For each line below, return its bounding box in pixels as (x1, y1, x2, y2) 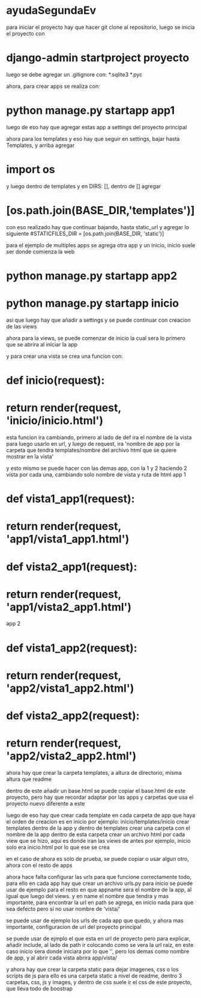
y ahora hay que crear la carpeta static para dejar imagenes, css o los (6, 966, 179, 973)
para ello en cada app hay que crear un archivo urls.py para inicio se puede (6, 879, 193, 887)
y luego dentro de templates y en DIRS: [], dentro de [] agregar (6, 182, 161, 189)
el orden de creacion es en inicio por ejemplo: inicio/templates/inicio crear (6, 818, 190, 825)
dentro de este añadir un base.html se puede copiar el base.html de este (6, 787, 186, 794)
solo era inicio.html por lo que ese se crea (6, 843, 110, 851)
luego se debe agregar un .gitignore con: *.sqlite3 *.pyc (6, 70, 143, 78)
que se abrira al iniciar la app (6, 340, 78, 348)
